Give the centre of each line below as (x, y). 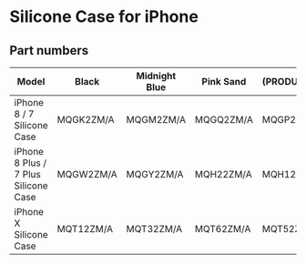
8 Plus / (31, 163)
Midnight (156, 76)
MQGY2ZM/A (155, 174)
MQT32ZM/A (154, 229)
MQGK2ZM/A (86, 120)
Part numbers (49, 51)
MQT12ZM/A (85, 229)
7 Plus (27, 174)
